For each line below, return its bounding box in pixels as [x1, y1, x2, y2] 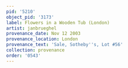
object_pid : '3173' [6, 14, 55, 20]
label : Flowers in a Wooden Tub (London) [6, 20, 110, 25]
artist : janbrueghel [6, 25, 57, 31]
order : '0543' [6, 53, 41, 59]
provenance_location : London [6, 36, 78, 42]
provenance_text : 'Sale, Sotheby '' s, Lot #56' [6, 42, 123, 48]
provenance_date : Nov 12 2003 [6, 31, 81, 37]
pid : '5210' [6, 8, 36, 15]
